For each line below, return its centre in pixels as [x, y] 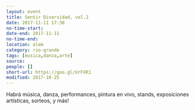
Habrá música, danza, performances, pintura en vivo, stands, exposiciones [97, 95]
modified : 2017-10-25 [33, 77]
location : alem [25, 45]
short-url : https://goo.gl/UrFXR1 [49, 72]
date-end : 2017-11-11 [33, 34]
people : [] [20, 67]
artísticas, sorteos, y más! [38, 101]
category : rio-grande [33, 50]
